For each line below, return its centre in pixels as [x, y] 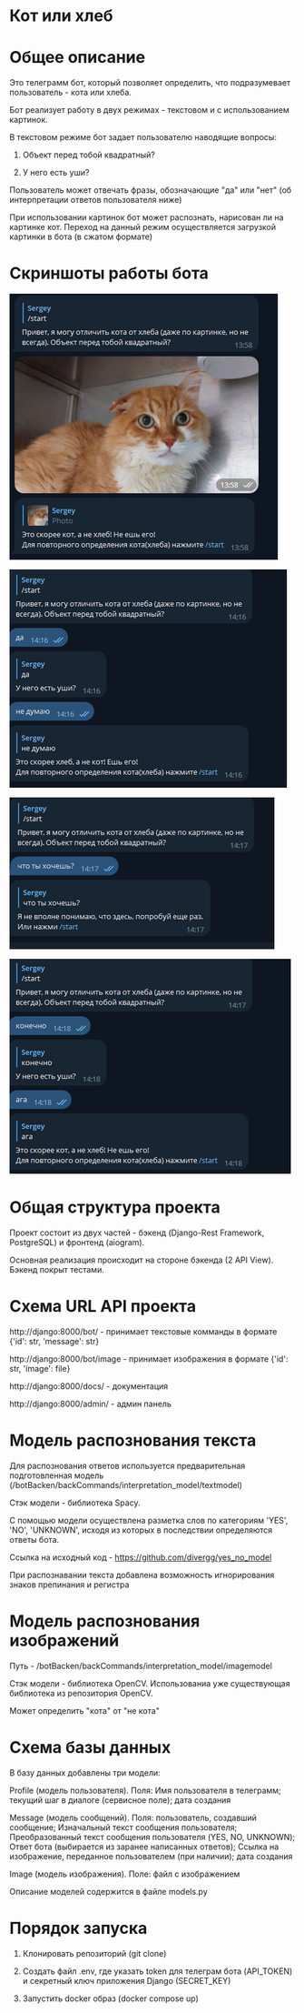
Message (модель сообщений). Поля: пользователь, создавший [133, 1817]
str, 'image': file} [40, 1368]
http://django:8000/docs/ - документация [89, 1386]
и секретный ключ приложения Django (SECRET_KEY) [127, 1980]
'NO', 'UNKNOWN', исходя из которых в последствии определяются [141, 1530]
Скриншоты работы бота [109, 273]
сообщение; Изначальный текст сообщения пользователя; [123, 1827]
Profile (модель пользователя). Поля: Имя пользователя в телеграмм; [145, 1790]
